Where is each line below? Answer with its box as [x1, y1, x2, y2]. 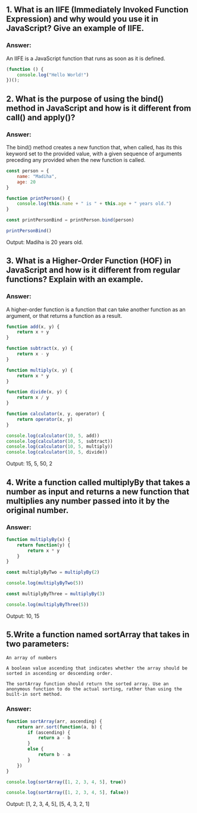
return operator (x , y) [17, 416, 73, 422]
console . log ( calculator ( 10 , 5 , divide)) [6, 449, 108, 455]
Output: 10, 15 [6, 612, 40, 620]
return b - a [37, 752, 70, 758]
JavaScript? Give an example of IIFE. [6, 23, 145, 33]
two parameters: [6, 639, 70, 649]
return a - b [37, 735, 70, 741]
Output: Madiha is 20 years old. [6, 238, 83, 246]
